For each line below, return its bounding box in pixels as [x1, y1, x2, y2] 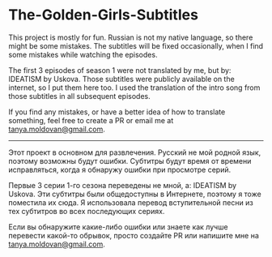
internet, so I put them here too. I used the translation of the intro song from [8, 83, 261, 92]
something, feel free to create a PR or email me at [8, 115, 174, 125]
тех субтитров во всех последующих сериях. [8, 206, 165, 216]
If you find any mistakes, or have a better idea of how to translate [8, 107, 226, 117]
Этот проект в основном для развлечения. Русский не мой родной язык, [8, 148, 261, 157]
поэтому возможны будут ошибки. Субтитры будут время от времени [8, 156, 252, 165]
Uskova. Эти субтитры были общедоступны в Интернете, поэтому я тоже [8, 189, 261, 199]
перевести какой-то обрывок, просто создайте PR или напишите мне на [8, 230, 259, 240]
